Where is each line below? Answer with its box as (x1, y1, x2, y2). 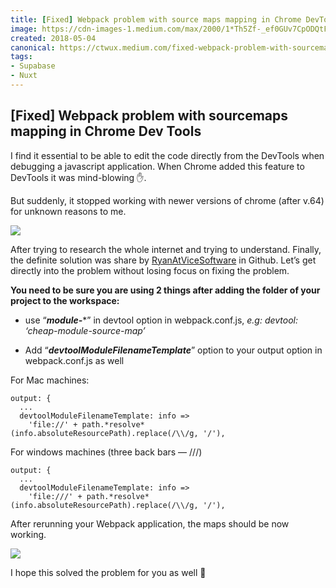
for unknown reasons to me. (10, 205, 127, 217)
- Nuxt (10, 71, 38, 81)
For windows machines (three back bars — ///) (10, 446, 203, 458)
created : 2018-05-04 (10, 33, 97, 43)
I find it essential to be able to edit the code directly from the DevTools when (10, 149, 325, 161)
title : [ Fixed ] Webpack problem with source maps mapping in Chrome (10, 14, 302, 25)
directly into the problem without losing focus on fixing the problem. (10, 264, 290, 276)
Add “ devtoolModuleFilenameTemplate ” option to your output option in (24, 344, 323, 356)
